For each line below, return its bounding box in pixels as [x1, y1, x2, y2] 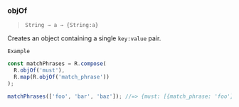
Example [7, 48, 31, 55]
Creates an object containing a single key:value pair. [7, 34, 161, 43]
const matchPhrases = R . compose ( [7, 60, 107, 67]
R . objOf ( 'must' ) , [14, 67, 65, 74]
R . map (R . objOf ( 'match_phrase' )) [14, 74, 110, 81]
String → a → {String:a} [24, 22, 99, 29]
